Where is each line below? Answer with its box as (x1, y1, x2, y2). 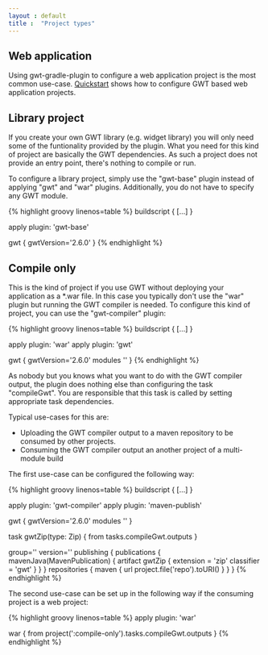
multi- (223, 444, 243, 454)
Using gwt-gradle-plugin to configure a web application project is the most (8, 70, 256, 81)
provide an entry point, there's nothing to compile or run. (8, 158, 196, 168)
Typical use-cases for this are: (8, 412, 109, 422)
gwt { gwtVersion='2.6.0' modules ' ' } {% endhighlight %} (8, 355, 200, 365)
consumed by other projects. (19, 436, 117, 446)
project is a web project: (8, 597, 89, 607)
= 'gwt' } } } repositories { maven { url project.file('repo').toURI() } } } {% (8, 564, 247, 574)
